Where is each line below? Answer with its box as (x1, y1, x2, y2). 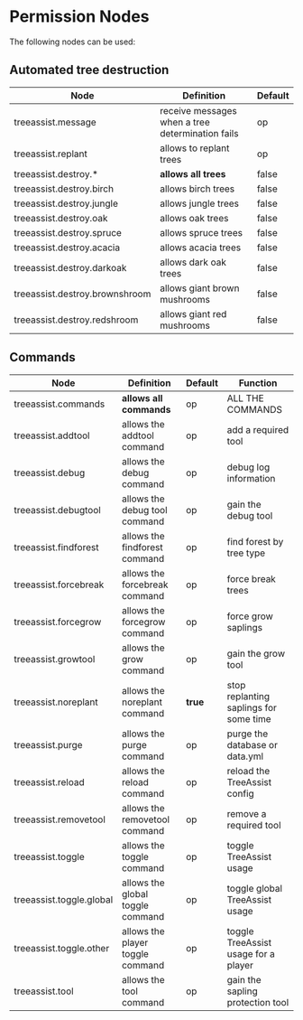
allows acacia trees (159, 241, 242, 254)
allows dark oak (159, 256, 227, 268)
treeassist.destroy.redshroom (14, 313, 139, 326)
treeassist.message (14, 116, 96, 128)
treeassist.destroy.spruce (14, 226, 122, 239)
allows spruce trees (159, 226, 243, 239)
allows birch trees (159, 182, 235, 195)
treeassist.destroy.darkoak (14, 261, 127, 274)
